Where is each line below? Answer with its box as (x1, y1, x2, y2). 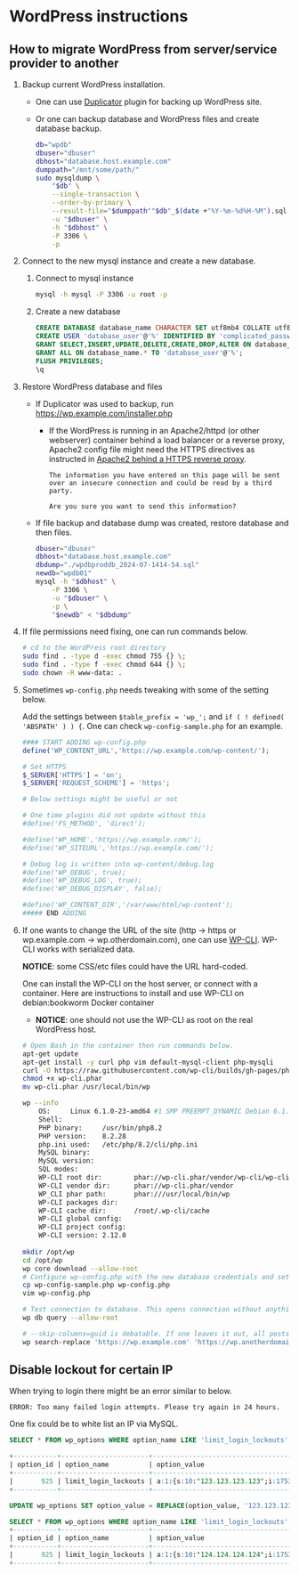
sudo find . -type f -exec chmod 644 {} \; (21, 661, 187, 669)
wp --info (21, 1099, 60, 1107)
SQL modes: (38, 1164, 79, 1174)
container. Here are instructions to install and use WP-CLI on (21, 987, 245, 998)
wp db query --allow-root (21, 1313, 118, 1322)
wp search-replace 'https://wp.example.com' (21, 1337, 190, 1346)
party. (48, 486, 74, 495)
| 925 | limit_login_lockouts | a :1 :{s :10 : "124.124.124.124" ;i (9, 1551, 273, 1560)
